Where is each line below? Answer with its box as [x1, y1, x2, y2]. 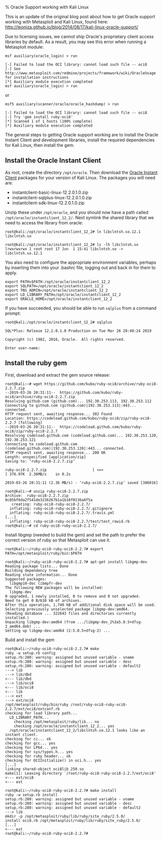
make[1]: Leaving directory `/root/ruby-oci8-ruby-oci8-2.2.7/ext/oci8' [5, 771, 156, 776]
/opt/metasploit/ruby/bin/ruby [5, 702, 69, 707]
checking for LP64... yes [5, 745, 58, 750]
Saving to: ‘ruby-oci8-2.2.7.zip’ [5, 459, 76, 463]
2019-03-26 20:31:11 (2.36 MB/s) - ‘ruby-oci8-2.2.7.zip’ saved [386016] [5, 480, 159, 485]
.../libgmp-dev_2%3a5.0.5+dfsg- [77, 620, 143, 624]
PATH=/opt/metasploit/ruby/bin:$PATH [5, 551, 82, 556]
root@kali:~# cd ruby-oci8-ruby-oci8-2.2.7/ [5, 523, 97, 528]
